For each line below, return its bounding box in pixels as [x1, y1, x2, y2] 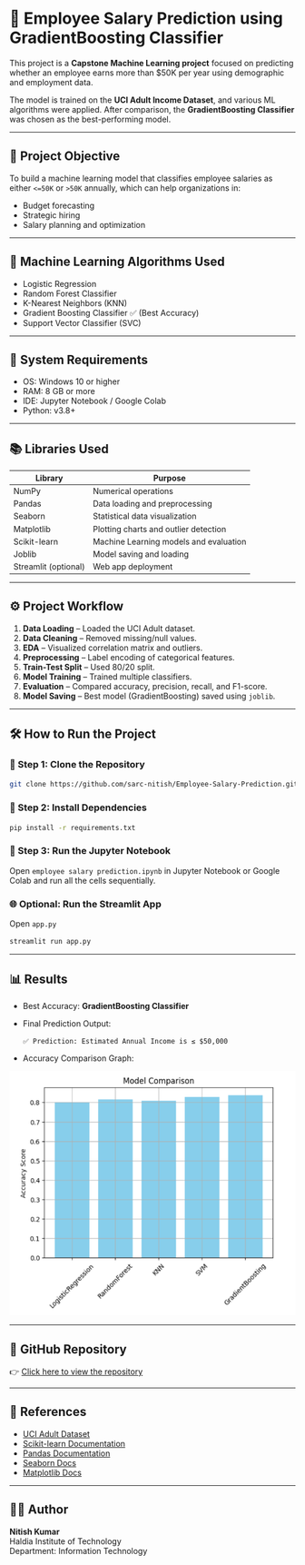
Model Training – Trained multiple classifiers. [22, 671, 192, 682]
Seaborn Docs [22, 1457, 77, 1468]
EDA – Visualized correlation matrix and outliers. [22, 642, 203, 653]
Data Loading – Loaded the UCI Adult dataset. [22, 622, 196, 634]
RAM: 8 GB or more [22, 386, 95, 397]
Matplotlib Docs [22, 1467, 82, 1478]
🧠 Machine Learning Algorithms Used [9, 254, 225, 270]
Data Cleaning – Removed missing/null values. [22, 632, 197, 643]
